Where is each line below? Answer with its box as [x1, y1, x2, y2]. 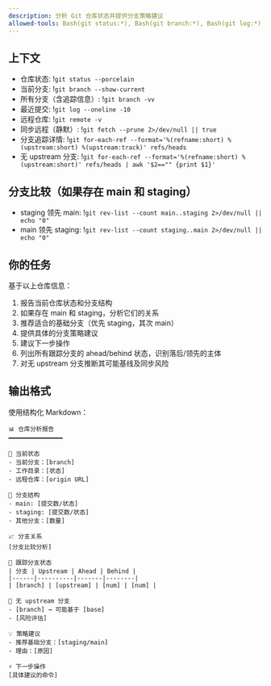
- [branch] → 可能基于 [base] [8, 605, 105, 613]
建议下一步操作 [19, 338, 70, 348]
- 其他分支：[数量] [8, 517, 65, 525]
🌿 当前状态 [8, 450, 40, 458]
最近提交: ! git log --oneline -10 [19, 104, 131, 114]
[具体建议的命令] [8, 671, 58, 679]
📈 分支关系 [8, 532, 43, 541]
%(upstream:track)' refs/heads [81, 144, 187, 152]
